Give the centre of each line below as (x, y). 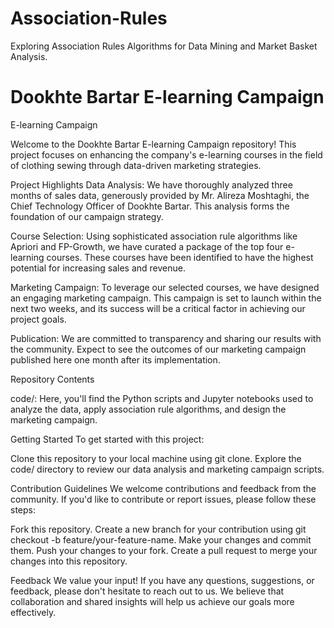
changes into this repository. (69, 561)
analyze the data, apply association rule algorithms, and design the (148, 409)
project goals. (38, 319)
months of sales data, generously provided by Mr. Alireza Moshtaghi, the (160, 195)
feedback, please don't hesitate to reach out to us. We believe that (147, 591)
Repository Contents (52, 379)
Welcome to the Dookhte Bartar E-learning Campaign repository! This (153, 144)
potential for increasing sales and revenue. (98, 268)
